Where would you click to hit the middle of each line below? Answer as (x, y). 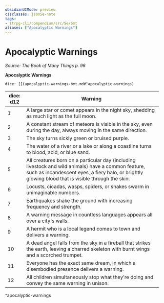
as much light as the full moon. (61, 117)
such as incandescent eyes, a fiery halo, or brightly (85, 173)
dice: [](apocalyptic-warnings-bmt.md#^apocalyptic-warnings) (70, 84)
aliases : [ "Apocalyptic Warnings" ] (41, 28)
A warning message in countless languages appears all (89, 215)
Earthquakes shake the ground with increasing (79, 201)
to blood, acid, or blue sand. (58, 152)
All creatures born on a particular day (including (81, 161)
